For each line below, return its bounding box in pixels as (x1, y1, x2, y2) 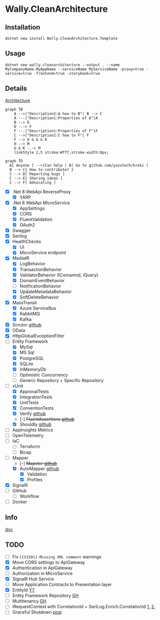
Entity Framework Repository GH (12, 592, 79, 598)
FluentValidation (19, 216, 53, 222)
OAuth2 (19, 222, 35, 228)
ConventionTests (19, 405, 54, 411)
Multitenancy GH (12, 598, 47, 604)
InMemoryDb (19, 366, 47, 372)
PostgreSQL (19, 355, 44, 361)
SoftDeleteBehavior (19, 294, 59, 300)
